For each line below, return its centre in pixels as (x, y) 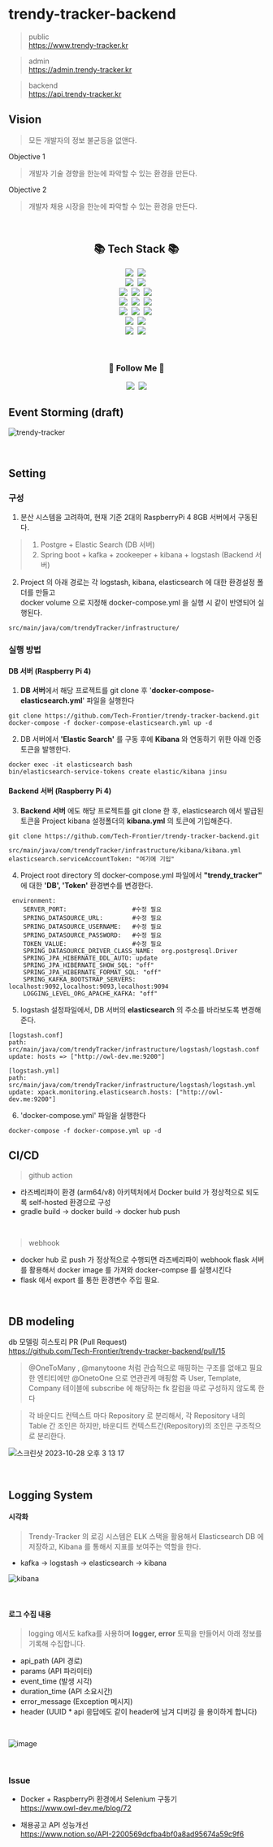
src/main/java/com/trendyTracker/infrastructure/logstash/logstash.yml (132, 1085)
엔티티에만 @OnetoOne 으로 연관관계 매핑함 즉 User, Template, (139, 1378)
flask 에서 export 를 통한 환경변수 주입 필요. (90, 1280)
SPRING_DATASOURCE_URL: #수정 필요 (93, 918)
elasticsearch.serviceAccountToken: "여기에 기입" (91, 859)
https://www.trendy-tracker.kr (78, 45)
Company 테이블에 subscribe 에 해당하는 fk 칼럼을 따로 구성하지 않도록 (142, 1388)
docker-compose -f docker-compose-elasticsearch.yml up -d (110, 723)
